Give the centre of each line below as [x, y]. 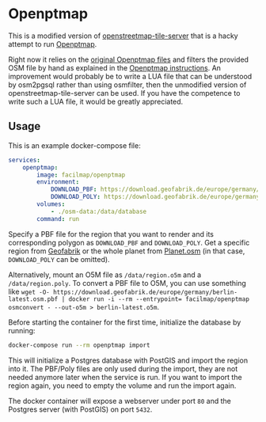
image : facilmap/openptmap [81, 175]
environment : [58, 182]
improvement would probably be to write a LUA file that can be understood [130, 76]
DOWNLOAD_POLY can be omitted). [59, 259]
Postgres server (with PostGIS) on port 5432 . [80, 409]
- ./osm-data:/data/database [99, 211]
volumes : [51, 204]
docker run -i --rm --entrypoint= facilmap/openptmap [159, 299]
